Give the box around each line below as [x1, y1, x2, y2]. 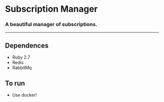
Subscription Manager [5, 3, 98, 15]
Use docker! [12, 92, 37, 98]
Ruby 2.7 [12, 54, 30, 60]
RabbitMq [12, 65, 32, 71]
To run [5, 79, 25, 87]
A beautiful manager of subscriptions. [5, 21, 98, 28]
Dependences [5, 41, 49, 50]
